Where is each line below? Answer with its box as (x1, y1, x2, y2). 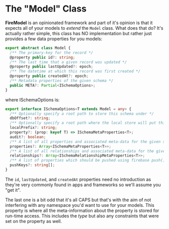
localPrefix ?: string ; (10, 125, 57, 130)
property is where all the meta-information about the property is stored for (5, 207, 159, 213)
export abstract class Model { (5, 45, 71, 50)
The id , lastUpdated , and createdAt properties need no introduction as (5, 176, 151, 182)
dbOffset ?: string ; (10, 116, 51, 121)
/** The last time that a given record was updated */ (10, 59, 127, 64)
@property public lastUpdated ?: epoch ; (10, 64, 94, 69)
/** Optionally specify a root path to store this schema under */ (10, 111, 154, 116)
